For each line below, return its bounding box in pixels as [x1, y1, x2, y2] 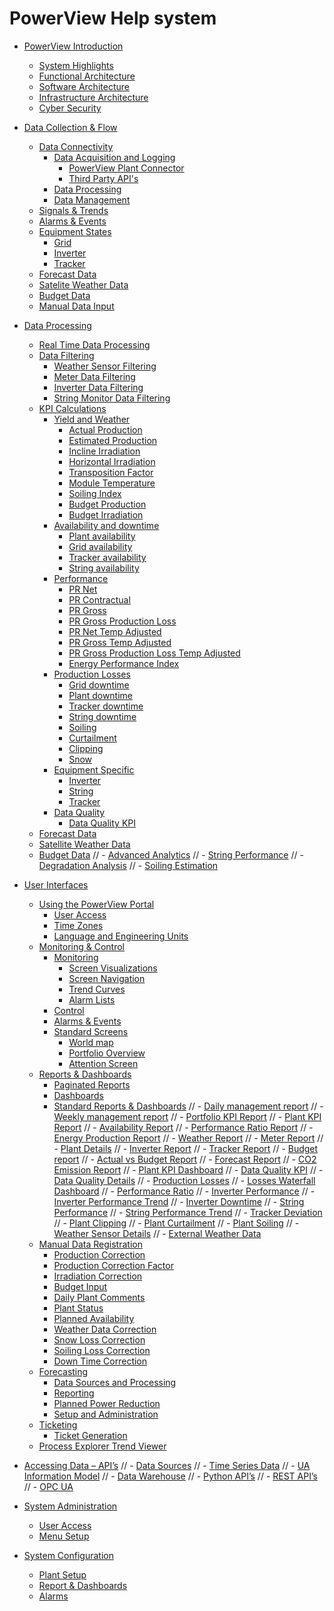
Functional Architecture [38, 70, 136, 82]
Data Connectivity [38, 140, 114, 152]
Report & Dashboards [38, 1579, 128, 1591]
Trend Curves [68, 983, 126, 995]
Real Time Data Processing [38, 338, 151, 351]
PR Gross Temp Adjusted [68, 636, 172, 648]
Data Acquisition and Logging [53, 151, 176, 163]
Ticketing [38, 1418, 78, 1431]
